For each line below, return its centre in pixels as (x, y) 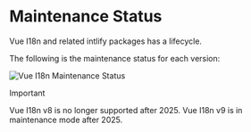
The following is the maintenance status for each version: (115, 58)
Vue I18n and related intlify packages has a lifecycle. (106, 41)
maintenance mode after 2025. (66, 120)
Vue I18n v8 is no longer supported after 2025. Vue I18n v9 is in (126, 110)
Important (27, 93)
